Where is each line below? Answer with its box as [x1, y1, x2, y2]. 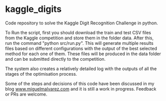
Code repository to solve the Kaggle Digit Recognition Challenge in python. [5, 20, 158, 26]
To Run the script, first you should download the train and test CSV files [5, 29, 151, 35]
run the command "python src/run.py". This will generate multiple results [5, 40, 154, 46]
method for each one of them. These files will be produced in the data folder [5, 51, 161, 57]
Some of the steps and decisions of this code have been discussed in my [5, 81, 155, 87]
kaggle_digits [5, 3, 62, 15]
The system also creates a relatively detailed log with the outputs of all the [5, 66, 157, 72]
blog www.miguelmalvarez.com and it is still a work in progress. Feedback [5, 86, 157, 92]
